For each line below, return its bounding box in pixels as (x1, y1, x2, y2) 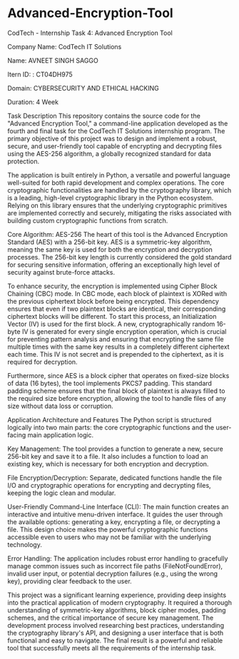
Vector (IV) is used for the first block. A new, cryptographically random (7, 320, 215, 328)
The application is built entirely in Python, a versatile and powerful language (7, 170, 230, 179)
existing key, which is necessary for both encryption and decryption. (7, 459, 209, 468)
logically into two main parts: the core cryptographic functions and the (7, 423, 215, 431)
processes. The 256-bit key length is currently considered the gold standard (7, 252, 232, 261)
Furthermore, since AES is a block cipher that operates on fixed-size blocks (7, 371, 230, 379)
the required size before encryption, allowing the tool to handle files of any (7, 394, 227, 402)
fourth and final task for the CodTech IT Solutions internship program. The (7, 126, 225, 135)
